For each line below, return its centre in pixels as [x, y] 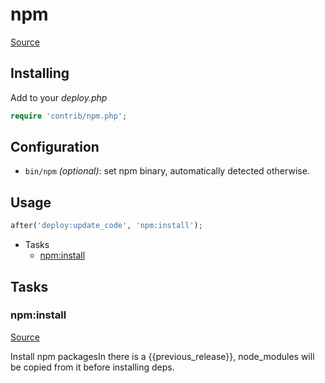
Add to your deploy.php [59, 97]
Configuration [55, 147]
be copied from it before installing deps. [92, 367]
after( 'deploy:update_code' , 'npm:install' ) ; [106, 226]
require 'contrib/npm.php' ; [69, 116]
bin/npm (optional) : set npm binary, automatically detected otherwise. [167, 171]
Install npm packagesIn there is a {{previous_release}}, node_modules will [162, 356]
